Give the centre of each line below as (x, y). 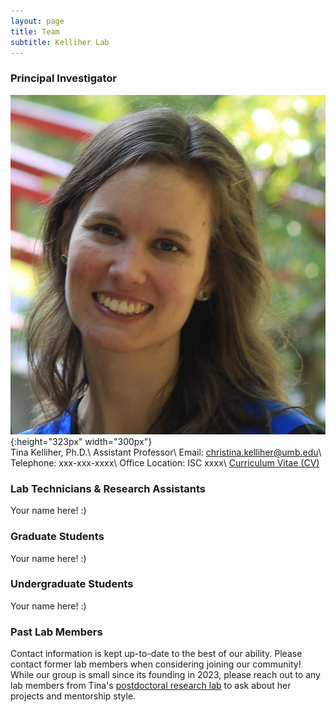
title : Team (35, 31)
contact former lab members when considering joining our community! (156, 664)
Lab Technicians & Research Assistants (108, 488)
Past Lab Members (56, 632)
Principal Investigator (63, 78)
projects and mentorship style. (73, 696)
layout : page (37, 21)
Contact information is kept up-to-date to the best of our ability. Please (156, 654)
